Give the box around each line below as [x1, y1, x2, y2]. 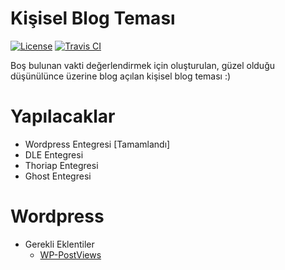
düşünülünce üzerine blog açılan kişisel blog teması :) [10, 70, 232, 82]
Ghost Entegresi [24, 170, 92, 182]
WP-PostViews [39, 248, 102, 261]
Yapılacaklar [10, 105, 116, 128]
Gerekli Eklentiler [24, 238, 95, 250]
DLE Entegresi [24, 148, 84, 161]
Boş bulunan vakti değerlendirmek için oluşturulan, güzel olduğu [10, 59, 276, 71]
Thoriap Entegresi [24, 159, 99, 171]
